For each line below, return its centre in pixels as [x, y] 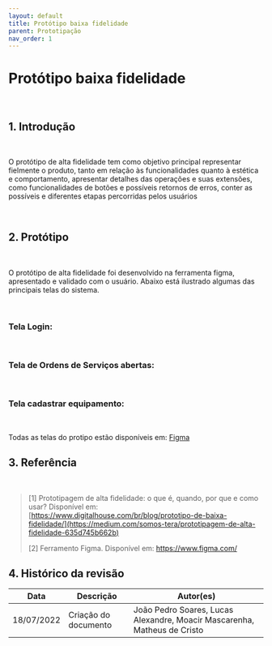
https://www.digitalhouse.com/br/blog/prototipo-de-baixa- [129, 515]
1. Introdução [42, 126]
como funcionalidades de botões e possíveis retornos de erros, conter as [130, 188]
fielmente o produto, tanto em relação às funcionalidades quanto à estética [134, 170]
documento [90, 625]
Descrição [97, 597]
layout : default [36, 16]
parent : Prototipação [45, 31]
